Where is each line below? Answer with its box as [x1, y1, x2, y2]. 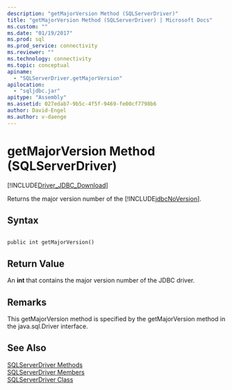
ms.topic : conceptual [7, 62, 70, 69]
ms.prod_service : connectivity [7, 42, 98, 49]
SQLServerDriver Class [7, 375, 74, 384]
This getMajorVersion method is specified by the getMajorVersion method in [7, 315, 226, 323]
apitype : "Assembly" [7, 94, 67, 101]
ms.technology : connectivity [7, 56, 92, 62]
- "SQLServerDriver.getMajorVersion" [13, 74, 123, 82]
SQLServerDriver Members [7, 368, 85, 376]
